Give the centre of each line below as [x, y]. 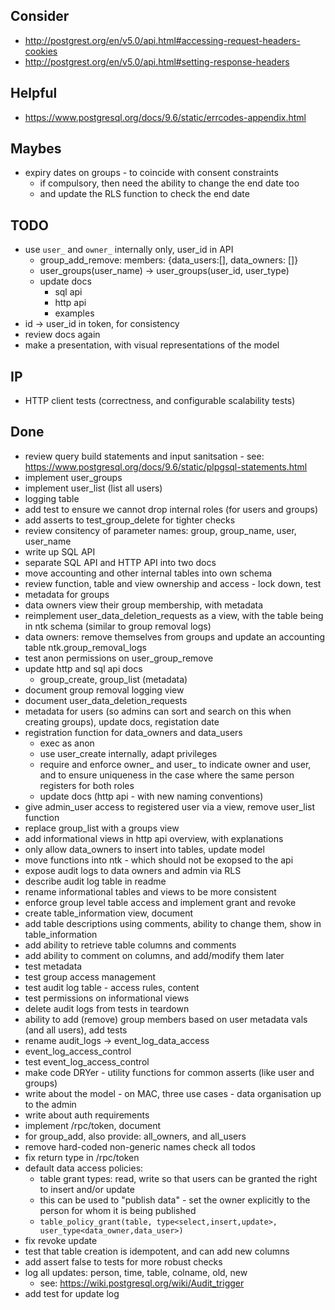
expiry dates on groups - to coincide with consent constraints [151, 173]
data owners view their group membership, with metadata [144, 605]
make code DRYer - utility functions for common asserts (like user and [169, 1072]
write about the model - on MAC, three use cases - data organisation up [173, 1093]
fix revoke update [61, 1240]
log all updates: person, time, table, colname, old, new [136, 1272]
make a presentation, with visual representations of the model [152, 345]
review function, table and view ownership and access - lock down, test [173, 583]
